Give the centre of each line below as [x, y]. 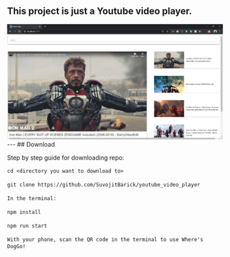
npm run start [27, 226]
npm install [24, 212]
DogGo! [16, 247]
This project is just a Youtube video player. [100, 11]
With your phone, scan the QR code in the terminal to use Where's [105, 240]
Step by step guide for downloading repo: [66, 158]
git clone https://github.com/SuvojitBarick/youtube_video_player [104, 185]
